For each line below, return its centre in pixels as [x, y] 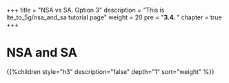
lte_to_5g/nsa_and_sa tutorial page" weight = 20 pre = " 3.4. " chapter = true [114, 17]
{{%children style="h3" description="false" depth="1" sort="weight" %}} [110, 71]
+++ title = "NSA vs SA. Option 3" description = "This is [86, 10]
